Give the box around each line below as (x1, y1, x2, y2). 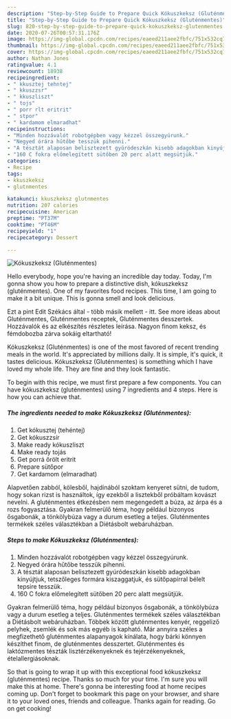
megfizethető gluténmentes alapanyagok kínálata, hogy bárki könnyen (7, 632, 206, 641)
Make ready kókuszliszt (16, 440, 85, 449)
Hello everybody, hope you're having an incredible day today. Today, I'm (7, 272, 212, 281)
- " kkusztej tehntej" (7, 81, 72, 88)
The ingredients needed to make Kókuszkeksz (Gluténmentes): (7, 408, 191, 417)
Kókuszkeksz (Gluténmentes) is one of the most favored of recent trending (7, 343, 219, 352)
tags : (7, 170, 23, 177)
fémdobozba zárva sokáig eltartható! (7, 330, 112, 338)
